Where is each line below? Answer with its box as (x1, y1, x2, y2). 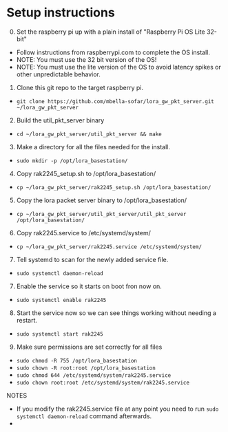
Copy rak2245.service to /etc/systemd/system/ (16, 228, 151, 237)
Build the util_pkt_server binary (16, 116, 105, 125)
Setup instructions (6, 5, 115, 21)
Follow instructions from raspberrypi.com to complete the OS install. (16, 48, 211, 56)
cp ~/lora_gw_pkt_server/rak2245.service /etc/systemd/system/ (16, 243, 203, 250)
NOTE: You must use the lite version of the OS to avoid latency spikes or (16, 63, 221, 71)
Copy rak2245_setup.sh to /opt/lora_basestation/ (16, 169, 156, 177)
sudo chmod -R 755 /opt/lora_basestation (16, 357, 137, 364)
